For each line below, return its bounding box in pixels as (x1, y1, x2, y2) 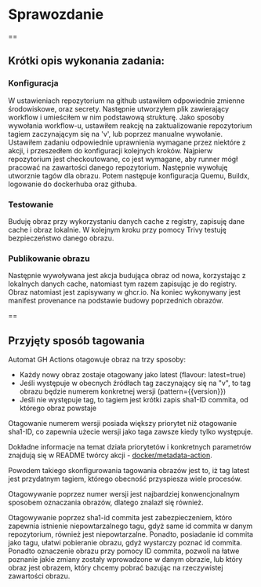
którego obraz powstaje (19, 403, 96, 413)
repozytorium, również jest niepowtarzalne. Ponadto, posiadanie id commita (8, 530, 253, 539)
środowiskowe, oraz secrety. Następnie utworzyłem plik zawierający (8, 104, 230, 113)
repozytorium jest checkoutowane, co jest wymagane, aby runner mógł (8, 154, 238, 163)
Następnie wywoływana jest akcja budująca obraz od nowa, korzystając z (8, 271, 246, 281)
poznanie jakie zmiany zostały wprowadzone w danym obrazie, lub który (8, 555, 243, 564)
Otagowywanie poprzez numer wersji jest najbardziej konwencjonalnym (8, 490, 241, 499)
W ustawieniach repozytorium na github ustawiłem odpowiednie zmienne (8, 96, 245, 105)
